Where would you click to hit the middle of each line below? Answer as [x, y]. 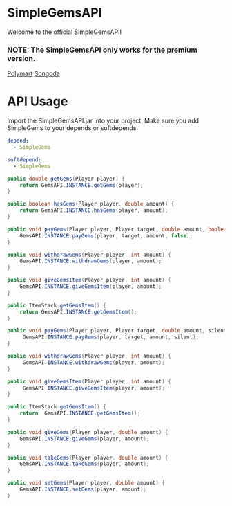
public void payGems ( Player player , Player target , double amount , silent [117, 331]
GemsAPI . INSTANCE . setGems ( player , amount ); [83, 489]
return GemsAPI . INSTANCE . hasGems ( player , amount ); [94, 210]
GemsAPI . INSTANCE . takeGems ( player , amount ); [85, 464]
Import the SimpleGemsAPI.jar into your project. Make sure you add [103, 121]
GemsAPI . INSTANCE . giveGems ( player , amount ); [85, 439]
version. [21, 58]
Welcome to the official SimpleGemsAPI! [65, 32]
